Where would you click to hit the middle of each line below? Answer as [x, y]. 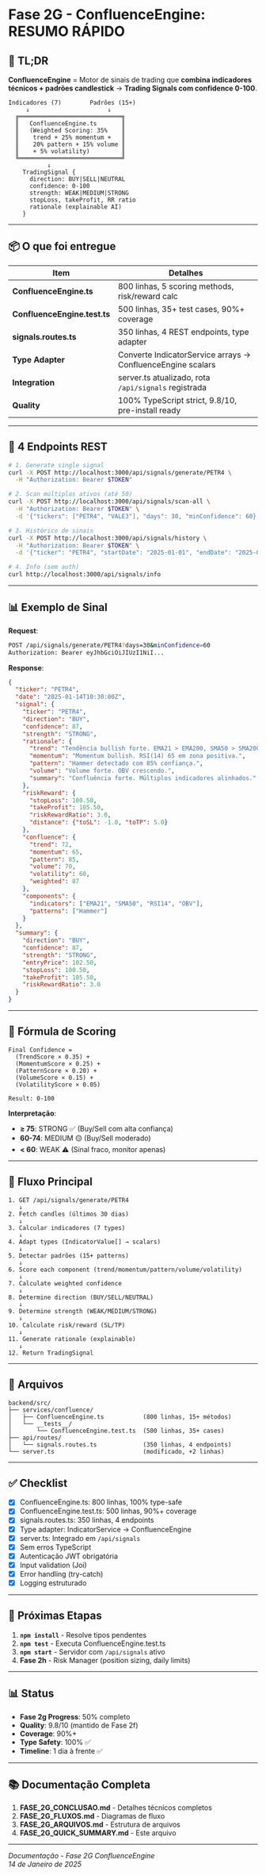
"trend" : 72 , [51, 844]
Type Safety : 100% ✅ [55, 1742]
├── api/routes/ [35, 1438]
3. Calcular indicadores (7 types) [67, 1228]
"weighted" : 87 [54, 882]
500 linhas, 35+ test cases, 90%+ [181, 309]
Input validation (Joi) [53, 1565]
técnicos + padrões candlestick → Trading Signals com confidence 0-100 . [133, 88]
